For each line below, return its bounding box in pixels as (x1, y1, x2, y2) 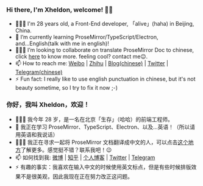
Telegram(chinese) (15, 68, 63, 76)
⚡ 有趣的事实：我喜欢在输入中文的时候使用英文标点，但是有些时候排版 (15, 163, 191, 170)
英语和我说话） (20, 131, 59, 138)
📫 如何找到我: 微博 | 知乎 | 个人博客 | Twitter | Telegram (15, 154, 155, 161)
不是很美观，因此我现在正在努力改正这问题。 (20, 173, 133, 180)
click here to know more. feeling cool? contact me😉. (15, 53, 148, 60)
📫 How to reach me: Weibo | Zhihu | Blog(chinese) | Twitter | (15, 60, 169, 67)
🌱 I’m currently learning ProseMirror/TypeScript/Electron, (15, 34, 158, 41)
